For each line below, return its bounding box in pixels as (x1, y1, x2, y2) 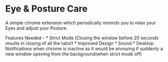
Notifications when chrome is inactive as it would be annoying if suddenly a (5, 45, 163, 51)
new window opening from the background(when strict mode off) (5, 51, 142, 57)
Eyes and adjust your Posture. (5, 25, 68, 31)
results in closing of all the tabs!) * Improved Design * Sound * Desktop (5, 40, 154, 46)
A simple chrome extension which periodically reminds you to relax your (5, 20, 156, 26)
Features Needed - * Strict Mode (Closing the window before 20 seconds (5, 35, 159, 41)
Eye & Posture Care (5, 3, 88, 15)
